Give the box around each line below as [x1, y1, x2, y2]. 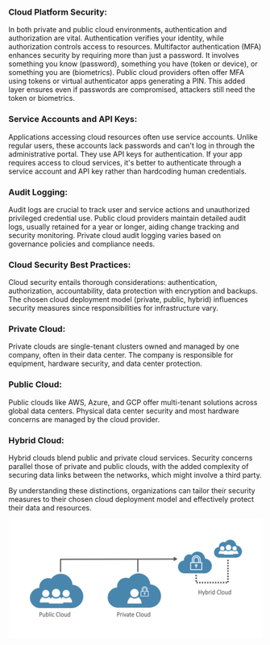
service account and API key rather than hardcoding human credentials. [8, 166, 247, 176]
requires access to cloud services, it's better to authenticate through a [8, 157, 242, 167]
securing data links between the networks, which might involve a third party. [8, 471, 262, 480]
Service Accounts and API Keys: [8, 114, 138, 125]
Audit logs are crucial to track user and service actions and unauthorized [8, 204, 250, 214]
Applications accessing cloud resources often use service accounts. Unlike [8, 132, 258, 141]
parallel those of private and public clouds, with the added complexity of [8, 462, 249, 471]
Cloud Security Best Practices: [8, 259, 131, 270]
